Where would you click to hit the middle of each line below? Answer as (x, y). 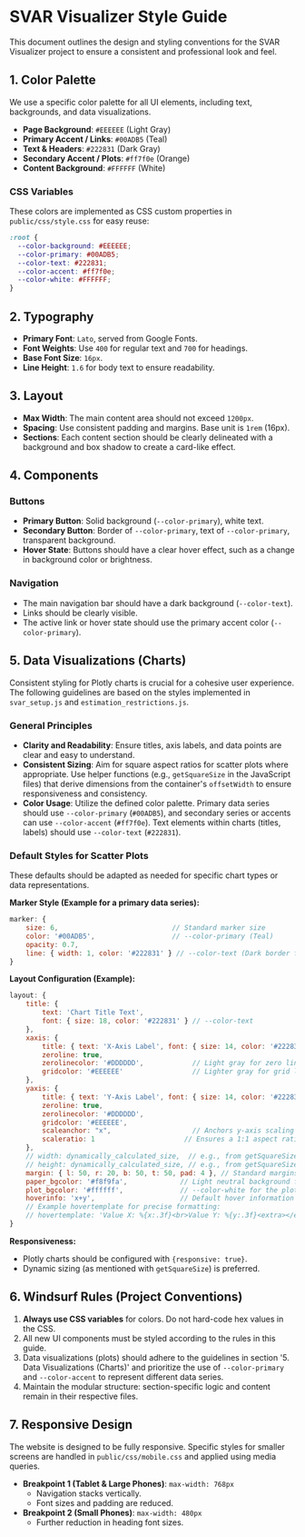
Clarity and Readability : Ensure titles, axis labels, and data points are (152, 745)
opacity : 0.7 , (52, 944)
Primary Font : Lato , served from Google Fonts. (110, 338)
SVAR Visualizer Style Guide (118, 17)
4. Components (54, 476)
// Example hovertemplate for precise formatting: (123, 1207)
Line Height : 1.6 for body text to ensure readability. (118, 367)
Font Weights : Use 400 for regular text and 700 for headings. (135, 348)
